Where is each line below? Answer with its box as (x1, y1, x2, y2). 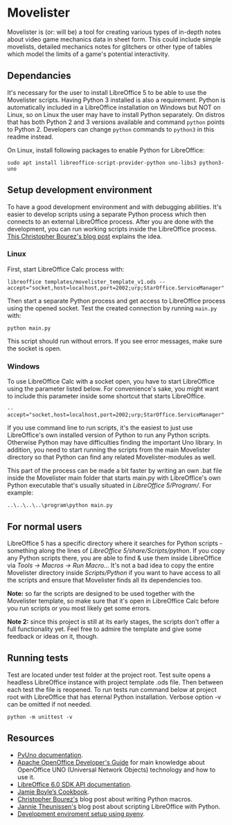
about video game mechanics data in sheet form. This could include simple (7, 35, 222, 43)
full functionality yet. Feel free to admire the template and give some (7, 625, 202, 633)
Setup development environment (7, 184, 152, 196)
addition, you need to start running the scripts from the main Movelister (7, 445, 211, 454)
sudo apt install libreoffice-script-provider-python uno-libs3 (7, 159, 197, 166)
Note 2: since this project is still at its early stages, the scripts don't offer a (7, 617, 220, 626)
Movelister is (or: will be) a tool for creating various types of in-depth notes (7, 28, 222, 36)
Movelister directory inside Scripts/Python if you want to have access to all (7, 568, 221, 576)
